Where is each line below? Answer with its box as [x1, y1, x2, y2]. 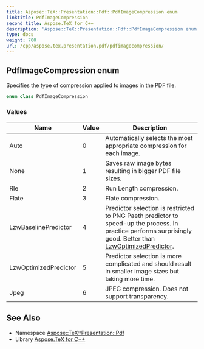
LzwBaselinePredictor [9, 223, 72, 231]
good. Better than [105, 234, 155, 242]
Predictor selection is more [105, 252, 182, 260]
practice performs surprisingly [105, 227, 192, 235]
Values [6, 108, 27, 116]
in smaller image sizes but [105, 267, 179, 275]
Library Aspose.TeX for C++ [15, 336, 86, 343]
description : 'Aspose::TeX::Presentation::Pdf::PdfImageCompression [6, 26, 183, 32]
